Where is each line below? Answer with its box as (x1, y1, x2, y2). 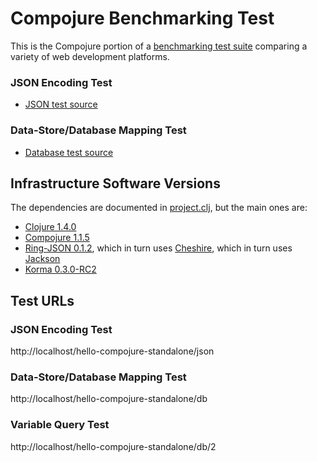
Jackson (24, 253, 61, 265)
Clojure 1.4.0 (24, 221, 77, 233)
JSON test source (24, 98, 98, 111)
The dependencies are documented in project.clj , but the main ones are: (10, 202, 308, 214)
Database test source (24, 146, 114, 158)
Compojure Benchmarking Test (10, 7, 275, 30)
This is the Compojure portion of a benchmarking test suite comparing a (10, 40, 308, 52)
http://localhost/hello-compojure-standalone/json (10, 345, 215, 357)
